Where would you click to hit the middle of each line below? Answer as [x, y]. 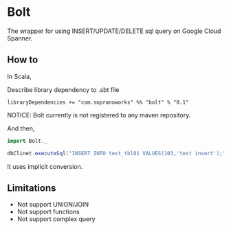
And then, [21, 128]
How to [23, 60]
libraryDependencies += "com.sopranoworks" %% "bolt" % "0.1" [98, 102]
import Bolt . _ [27, 141]
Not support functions [48, 212]
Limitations [32, 188]
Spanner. [20, 38]
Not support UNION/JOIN [53, 205]
